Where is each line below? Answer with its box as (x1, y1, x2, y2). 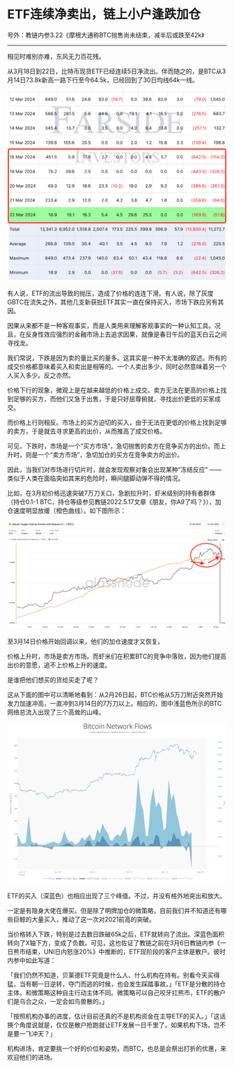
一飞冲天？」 (19, 1030, 56, 1038)
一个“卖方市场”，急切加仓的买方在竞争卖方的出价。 (37, 451, 184, 459)
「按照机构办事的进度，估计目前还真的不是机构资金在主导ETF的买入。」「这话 (7, 1012, 226, 1021)
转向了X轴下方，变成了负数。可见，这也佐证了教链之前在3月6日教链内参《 (7, 939, 221, 947)
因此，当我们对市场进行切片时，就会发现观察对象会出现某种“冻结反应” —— (7, 466, 222, 474)
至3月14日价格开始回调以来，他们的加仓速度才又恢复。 (7, 637, 164, 646)
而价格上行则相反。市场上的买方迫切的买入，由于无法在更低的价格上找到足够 (7, 418, 227, 427)
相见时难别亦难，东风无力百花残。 (7, 52, 105, 60)
